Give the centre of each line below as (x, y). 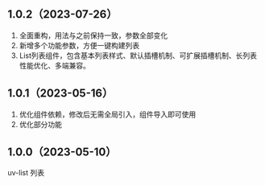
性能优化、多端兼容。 (54, 65)
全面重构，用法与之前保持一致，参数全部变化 (93, 35)
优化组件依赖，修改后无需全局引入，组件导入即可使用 (108, 114)
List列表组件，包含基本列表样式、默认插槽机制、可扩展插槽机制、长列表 (138, 55)
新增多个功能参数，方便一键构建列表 (79, 45)
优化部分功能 (40, 124)
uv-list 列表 (26, 173)
